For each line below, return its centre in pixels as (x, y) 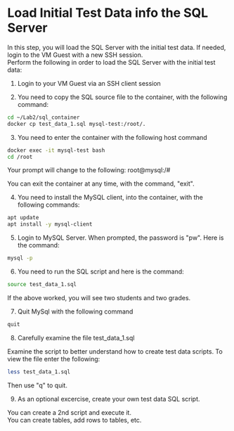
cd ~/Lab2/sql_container (44, 117)
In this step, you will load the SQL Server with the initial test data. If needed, (117, 47)
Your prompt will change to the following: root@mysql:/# (89, 170)
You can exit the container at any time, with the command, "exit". (101, 184)
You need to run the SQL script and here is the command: (100, 271)
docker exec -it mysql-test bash (56, 150)
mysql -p (20, 258)
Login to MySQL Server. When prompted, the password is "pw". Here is (121, 238)
